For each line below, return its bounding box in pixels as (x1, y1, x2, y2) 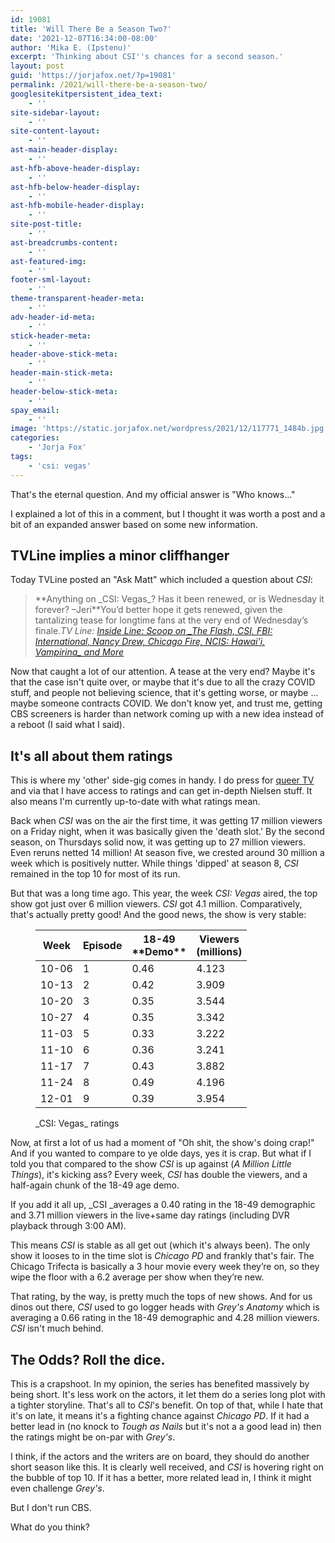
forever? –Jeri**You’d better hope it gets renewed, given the (34, 604, 283, 616)
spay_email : (10, 405, 60, 415)
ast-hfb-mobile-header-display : (10, 201, 145, 211)
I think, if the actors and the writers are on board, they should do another (10, 1451, 310, 1463)
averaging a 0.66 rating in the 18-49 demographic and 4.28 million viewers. (10, 1312, 320, 1324)
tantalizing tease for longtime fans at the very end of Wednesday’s (34, 614, 309, 626)
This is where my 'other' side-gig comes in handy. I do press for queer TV (10, 774, 315, 786)
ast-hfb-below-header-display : (10, 182, 141, 192)
